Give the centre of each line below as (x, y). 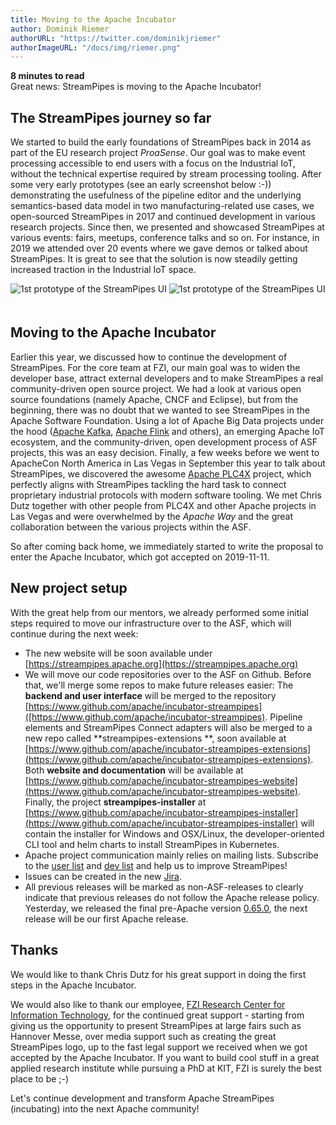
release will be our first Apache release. (106, 918)
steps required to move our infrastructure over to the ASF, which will (151, 623)
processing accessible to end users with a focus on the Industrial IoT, (153, 163)
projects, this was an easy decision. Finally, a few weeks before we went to (165, 452)
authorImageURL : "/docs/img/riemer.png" (96, 47)
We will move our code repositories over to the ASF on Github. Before (168, 674)
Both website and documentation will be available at (134, 770)
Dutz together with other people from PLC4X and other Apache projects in (163, 505)
